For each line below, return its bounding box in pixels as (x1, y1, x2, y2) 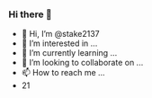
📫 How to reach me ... (21, 67, 105, 78)
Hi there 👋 (8, 8, 53, 21)
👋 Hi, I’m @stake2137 (21, 29, 100, 40)
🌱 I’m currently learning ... (21, 48, 118, 58)
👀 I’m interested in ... (21, 38, 98, 49)
